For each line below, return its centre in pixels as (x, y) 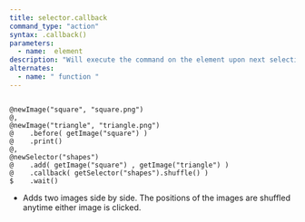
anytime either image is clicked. (82, 207)
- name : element (50, 52)
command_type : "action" (54, 26)
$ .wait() (34, 181)
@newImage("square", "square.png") (77, 110)
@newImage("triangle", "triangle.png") (85, 125)
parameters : (32, 43)
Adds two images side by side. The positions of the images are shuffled (156, 198)
